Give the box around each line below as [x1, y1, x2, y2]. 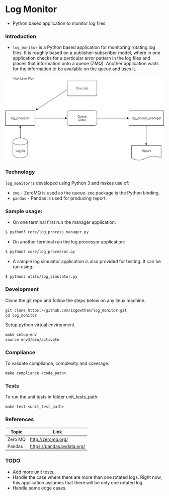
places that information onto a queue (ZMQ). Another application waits [12, 61, 159, 67]
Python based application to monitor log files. [12, 20, 107, 26]
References [5, 416, 34, 423]
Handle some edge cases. [12, 485, 67, 491]
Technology [5, 168, 35, 175]
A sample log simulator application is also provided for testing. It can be [12, 258, 161, 264]
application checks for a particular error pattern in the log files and [12, 55, 151, 61]
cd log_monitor [5, 313, 37, 318]
